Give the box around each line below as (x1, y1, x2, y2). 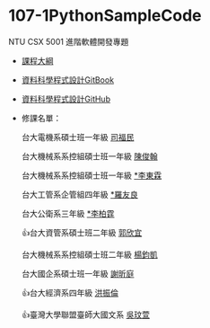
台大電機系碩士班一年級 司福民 (21, 131, 135, 142)
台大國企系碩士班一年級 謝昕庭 (21, 268, 135, 279)
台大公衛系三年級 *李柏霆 (21, 208, 115, 218)
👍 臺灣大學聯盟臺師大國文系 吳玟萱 (21, 309, 150, 320)
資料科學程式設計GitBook (21, 74, 114, 85)
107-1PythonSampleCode (8, 5, 202, 26)
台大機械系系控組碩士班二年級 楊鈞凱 (21, 249, 158, 260)
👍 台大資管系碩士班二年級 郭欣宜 (21, 226, 143, 238)
